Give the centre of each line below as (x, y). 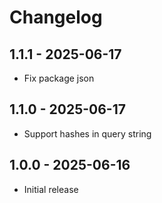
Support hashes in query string (87, 133)
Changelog (56, 17)
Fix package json (59, 78)
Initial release (51, 189)
